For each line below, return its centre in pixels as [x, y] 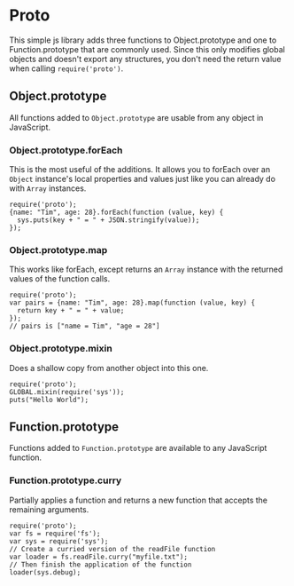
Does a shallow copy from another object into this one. [109, 368]
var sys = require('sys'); [59, 541]
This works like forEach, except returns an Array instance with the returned [146, 269]
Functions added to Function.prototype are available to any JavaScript [138, 448]
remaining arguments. [49, 509]
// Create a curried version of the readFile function [112, 549]
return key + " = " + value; [71, 311]
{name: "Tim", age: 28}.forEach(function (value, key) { [116, 213]
